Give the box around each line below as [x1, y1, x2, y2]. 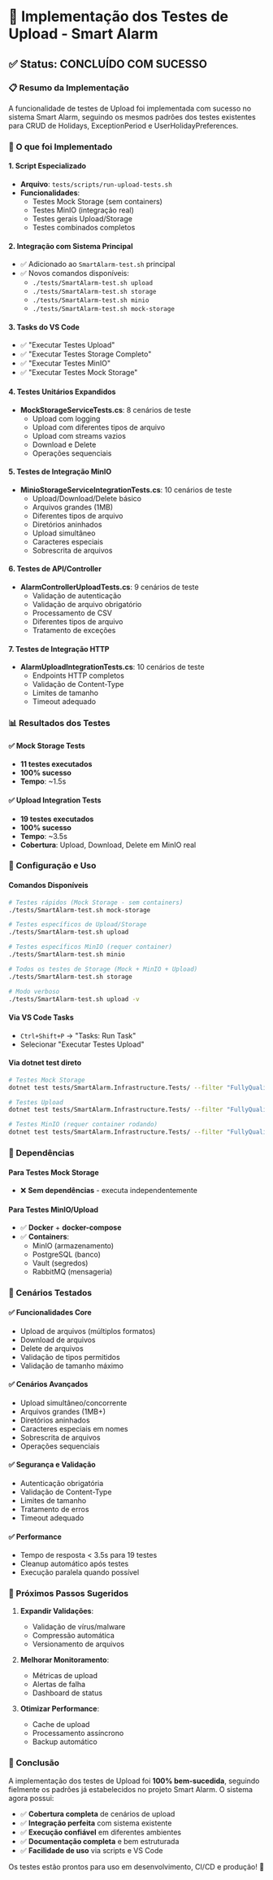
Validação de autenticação [32, 591, 122, 601]
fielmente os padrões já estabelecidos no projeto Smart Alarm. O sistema [8, 1784, 253, 1794]
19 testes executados [19, 814, 94, 824]
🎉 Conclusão [8, 1757, 59, 1769]
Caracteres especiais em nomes [19, 1423, 128, 1433]
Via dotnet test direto [8, 1058, 82, 1068]
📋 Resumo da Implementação [8, 81, 129, 93]
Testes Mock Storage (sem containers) [32, 197, 162, 206]
